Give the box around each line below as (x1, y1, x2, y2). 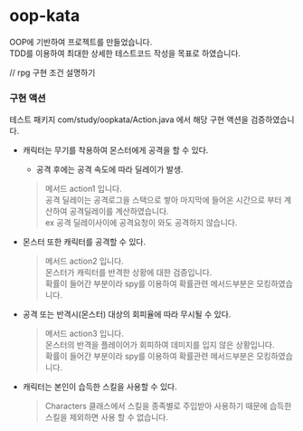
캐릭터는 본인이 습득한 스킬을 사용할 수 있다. (22, 381, 178, 392)
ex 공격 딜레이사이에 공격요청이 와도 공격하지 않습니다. (44, 217, 238, 228)
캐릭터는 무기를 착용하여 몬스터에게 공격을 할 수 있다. (22, 145, 209, 156)
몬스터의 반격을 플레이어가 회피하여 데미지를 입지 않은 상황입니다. (44, 340, 275, 350)
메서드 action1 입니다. (44, 183, 122, 195)
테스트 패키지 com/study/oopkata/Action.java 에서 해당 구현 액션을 (9, 114, 249, 125)
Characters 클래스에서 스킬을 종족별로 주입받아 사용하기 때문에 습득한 (44, 400, 292, 412)
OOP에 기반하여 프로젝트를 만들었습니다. (9, 36, 153, 47)
